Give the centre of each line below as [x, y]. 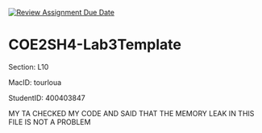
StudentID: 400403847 [47, 98]
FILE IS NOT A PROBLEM [50, 122]
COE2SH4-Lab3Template [95, 45]
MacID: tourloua [35, 82]
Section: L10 [29, 66]
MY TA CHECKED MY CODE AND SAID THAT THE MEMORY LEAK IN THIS [131, 113]
